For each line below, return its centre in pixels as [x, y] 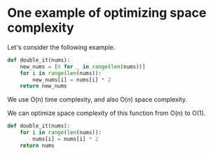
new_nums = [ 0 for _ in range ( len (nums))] [83, 67]
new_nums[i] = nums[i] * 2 [72, 80]
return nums [37, 145]
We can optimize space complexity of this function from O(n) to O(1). [106, 113]
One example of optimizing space [107, 13]
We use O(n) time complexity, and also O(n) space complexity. [97, 100]
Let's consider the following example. [61, 47]
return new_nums [44, 86]
